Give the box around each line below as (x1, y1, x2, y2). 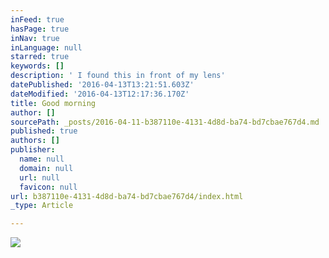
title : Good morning (10, 98, 97, 108)
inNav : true (10, 33, 60, 43)
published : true (10, 126, 78, 136)
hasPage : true (10, 24, 70, 34)
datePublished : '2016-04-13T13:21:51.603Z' (10, 80, 195, 90)
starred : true (10, 52, 70, 62)
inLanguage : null (10, 42, 83, 53)
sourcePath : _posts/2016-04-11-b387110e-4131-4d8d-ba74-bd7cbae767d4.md (10, 117, 320, 127)
